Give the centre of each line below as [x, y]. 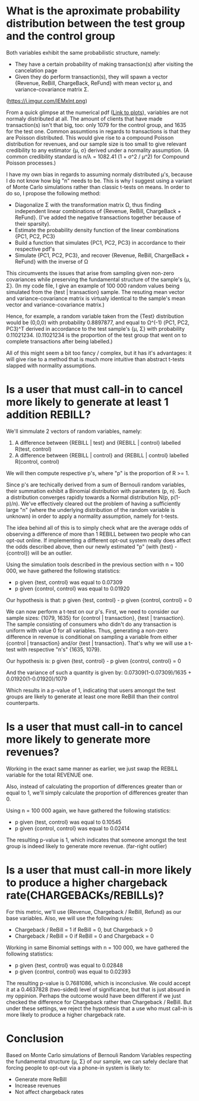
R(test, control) [33, 449]
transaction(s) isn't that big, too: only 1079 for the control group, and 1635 [96, 125]
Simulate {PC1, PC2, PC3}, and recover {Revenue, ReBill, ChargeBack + [102, 255]
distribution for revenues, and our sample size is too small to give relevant [97, 144]
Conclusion [35, 1038]
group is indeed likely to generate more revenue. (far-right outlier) [87, 846]
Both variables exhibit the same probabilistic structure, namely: [83, 52]
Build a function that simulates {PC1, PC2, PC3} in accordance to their [100, 242]
